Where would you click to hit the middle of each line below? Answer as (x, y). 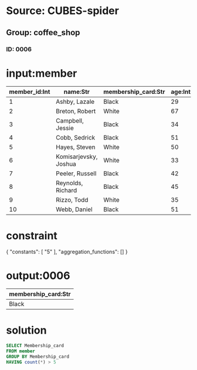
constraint (32, 235)
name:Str (77, 92)
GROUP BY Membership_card (38, 357)
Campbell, (69, 121)
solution (26, 330)
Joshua (66, 164)
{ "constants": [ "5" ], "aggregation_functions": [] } (67, 252)
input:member (42, 73)
